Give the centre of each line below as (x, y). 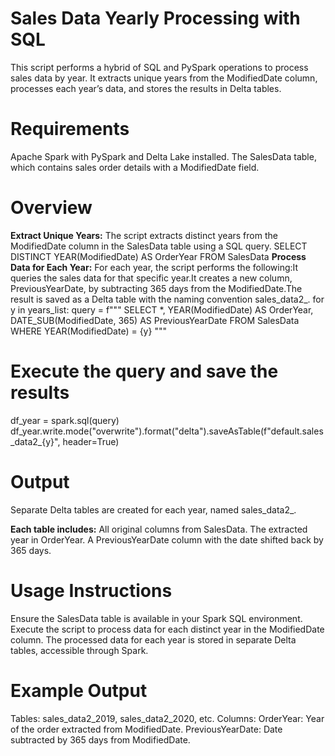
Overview (51, 208)
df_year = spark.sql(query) (65, 420)
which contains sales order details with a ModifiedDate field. (135, 167)
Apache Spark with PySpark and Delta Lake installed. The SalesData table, (163, 156)
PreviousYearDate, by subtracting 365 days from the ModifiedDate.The (156, 288)
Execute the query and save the (144, 371)
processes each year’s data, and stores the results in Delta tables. (146, 88)
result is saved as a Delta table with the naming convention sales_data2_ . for (167, 299)
